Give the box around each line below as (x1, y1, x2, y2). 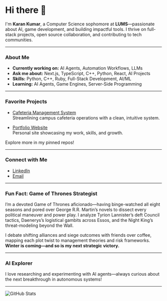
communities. (5, 37, 33, 43)
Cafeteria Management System (12, 109, 76, 115)
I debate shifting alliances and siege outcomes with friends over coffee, (5, 232, 152, 238)
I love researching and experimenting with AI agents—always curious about (5, 271, 160, 277)
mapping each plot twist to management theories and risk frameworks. (5, 237, 151, 243)
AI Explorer (5, 260, 33, 267)
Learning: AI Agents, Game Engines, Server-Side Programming (12, 81, 142, 87)
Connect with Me (5, 156, 48, 163)
